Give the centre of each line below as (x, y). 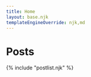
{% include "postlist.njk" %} (40, 68)
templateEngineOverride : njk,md (45, 22)
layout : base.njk (27, 17)
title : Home (21, 11)
